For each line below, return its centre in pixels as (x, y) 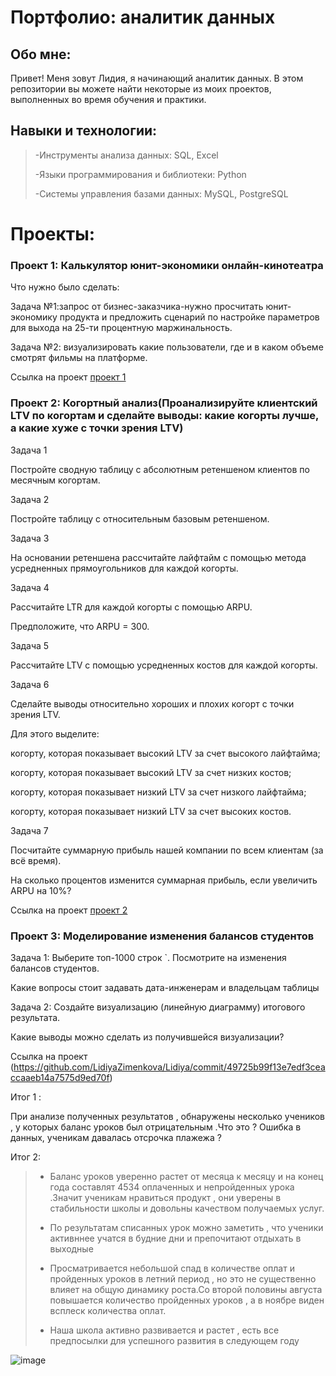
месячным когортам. (55, 480)
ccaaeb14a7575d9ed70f (60, 1077)
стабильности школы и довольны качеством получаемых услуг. (187, 1208)
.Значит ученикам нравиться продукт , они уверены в (165, 1197)
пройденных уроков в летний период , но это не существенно (183, 1278)
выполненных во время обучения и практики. (108, 99)
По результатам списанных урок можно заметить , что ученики (186, 1227)
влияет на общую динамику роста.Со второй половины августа (186, 1289)
